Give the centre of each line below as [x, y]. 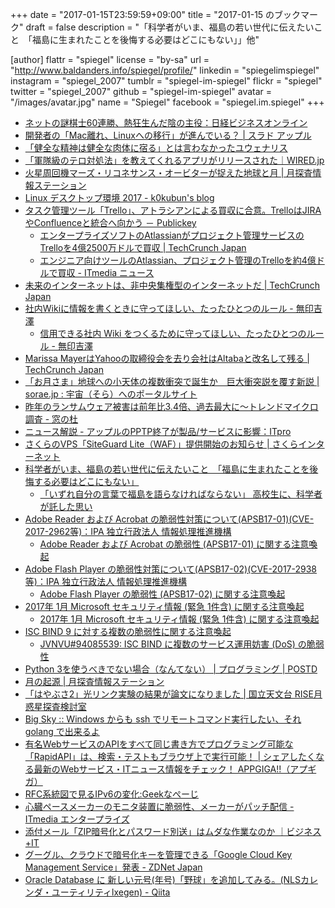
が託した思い [66, 506]
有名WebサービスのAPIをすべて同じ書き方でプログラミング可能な [159, 744]
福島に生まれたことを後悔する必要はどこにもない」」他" [145, 39]
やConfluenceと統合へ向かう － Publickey [110, 222]
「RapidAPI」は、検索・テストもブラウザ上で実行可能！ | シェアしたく [170, 756]
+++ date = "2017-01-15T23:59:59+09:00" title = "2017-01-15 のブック [156, 14]
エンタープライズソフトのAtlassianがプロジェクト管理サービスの [172, 235]
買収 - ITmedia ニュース [106, 272]
